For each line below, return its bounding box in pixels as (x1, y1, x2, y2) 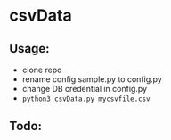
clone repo (21, 64, 62, 75)
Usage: (9, 41, 51, 56)
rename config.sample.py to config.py (21, 74, 162, 85)
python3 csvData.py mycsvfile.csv (21, 95, 151, 103)
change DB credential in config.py (21, 84, 148, 94)
